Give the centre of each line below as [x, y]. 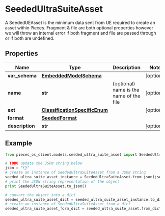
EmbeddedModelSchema [72, 75]
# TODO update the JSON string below [44, 163]
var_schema [22, 75]
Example [19, 143]
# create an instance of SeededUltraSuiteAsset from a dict [68, 204]
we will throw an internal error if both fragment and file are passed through [81, 33]
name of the [127, 96]
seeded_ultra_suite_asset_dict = [39, 199]
